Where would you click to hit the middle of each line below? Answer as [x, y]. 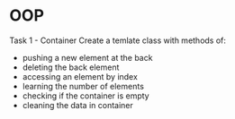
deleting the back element [71, 67]
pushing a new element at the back [87, 57]
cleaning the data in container [77, 105]
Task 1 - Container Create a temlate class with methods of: [118, 40]
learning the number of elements [83, 86]
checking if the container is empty [86, 96]
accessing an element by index [80, 76]
